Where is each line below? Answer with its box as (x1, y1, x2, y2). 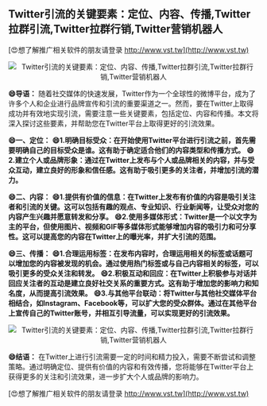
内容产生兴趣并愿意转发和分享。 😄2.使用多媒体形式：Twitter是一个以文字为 (8, 211, 257, 221)
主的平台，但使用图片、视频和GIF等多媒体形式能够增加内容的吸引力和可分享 (8, 222, 257, 231)
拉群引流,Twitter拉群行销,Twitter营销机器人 (8, 22, 223, 36)
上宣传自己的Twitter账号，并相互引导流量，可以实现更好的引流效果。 (8, 308, 234, 318)
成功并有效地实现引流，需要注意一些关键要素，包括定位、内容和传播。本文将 (8, 108, 259, 118)
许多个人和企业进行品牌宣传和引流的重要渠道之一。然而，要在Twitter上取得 (8, 99, 254, 108)
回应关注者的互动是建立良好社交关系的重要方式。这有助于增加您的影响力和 (8, 278, 252, 288)
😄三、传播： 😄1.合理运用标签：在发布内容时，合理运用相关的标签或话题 (8, 249, 246, 258)
